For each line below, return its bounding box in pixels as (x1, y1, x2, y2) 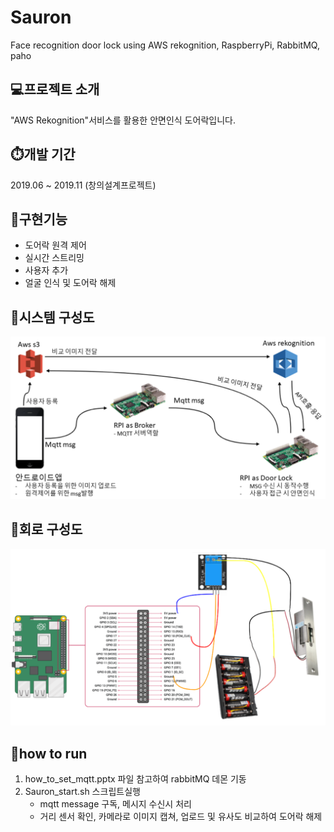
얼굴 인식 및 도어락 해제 (24, 277, 117, 289)
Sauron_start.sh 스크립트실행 (24, 786, 141, 798)
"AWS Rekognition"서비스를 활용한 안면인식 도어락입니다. (10, 114, 236, 126)
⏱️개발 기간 (10, 146, 76, 163)
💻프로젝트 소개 (10, 81, 100, 98)
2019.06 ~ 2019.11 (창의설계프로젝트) (10, 179, 157, 191)
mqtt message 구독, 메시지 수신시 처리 (39, 798, 192, 810)
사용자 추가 (24, 264, 69, 276)
